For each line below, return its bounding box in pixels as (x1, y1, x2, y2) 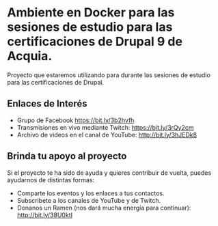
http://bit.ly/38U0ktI (16, 210, 73, 219)
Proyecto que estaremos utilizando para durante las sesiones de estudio (7, 70, 210, 79)
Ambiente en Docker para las (7, 5, 175, 20)
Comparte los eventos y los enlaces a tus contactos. (16, 189, 165, 197)
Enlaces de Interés (7, 98, 87, 110)
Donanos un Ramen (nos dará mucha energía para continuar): (16, 203, 191, 212)
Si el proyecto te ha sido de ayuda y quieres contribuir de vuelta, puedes (7, 169, 212, 177)
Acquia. (7, 48, 53, 64)
